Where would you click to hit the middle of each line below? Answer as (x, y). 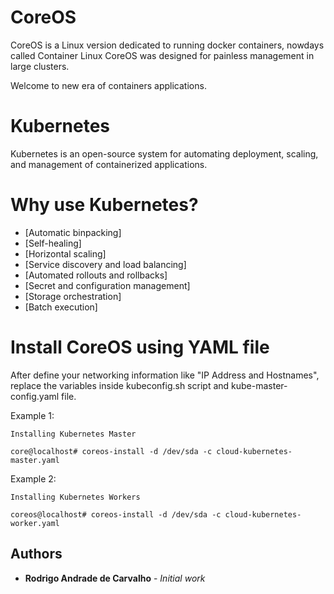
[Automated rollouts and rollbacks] (96, 275)
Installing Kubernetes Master (73, 434)
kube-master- (259, 385)
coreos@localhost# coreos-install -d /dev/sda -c (116, 514)
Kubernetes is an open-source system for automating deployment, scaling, (164, 153)
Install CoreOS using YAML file (140, 347)
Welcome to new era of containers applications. (108, 85)
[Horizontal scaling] (65, 253)
